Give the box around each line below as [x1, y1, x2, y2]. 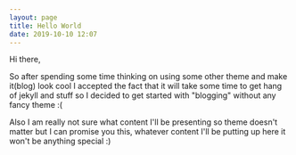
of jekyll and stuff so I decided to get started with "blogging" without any [9, 90, 276, 101]
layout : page [9, 12, 58, 22]
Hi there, [9, 54, 41, 65]
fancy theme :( [9, 100, 63, 110]
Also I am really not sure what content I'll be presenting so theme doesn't [9, 117, 278, 127]
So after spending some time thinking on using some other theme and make [9, 71, 288, 82]
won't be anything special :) [9, 135, 111, 147]
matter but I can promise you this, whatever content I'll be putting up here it [9, 126, 286, 137]
